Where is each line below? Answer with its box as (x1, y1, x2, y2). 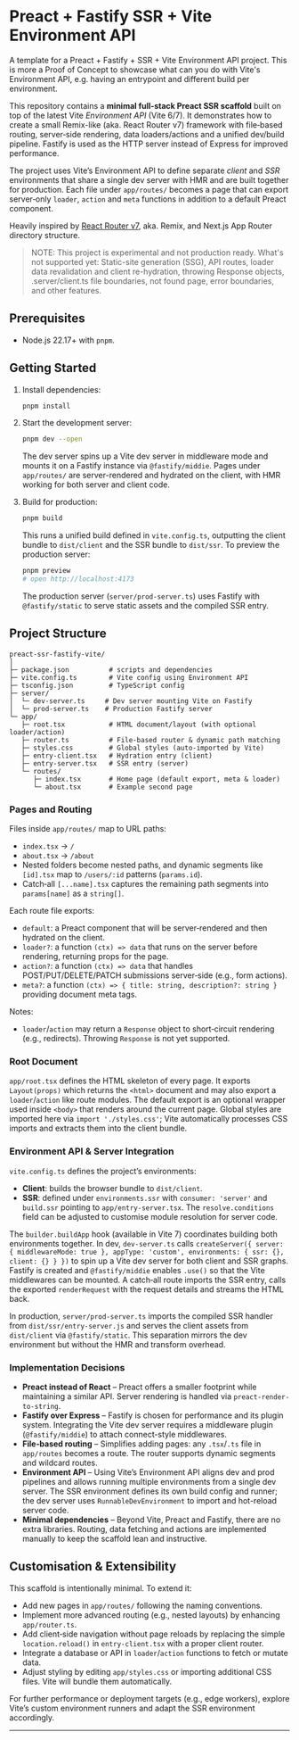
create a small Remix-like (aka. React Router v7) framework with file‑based (9, 119, 283, 130)
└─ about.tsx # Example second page (32, 783, 193, 791)
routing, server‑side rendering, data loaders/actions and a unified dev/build (9, 128, 285, 139)
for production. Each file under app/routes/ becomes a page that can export (9, 184, 289, 195)
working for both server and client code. (21, 479, 171, 490)
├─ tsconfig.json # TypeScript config (9, 681, 185, 690)
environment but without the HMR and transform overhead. (9, 1338, 226, 1349)
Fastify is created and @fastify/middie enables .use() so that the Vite (9, 1264, 265, 1275)
